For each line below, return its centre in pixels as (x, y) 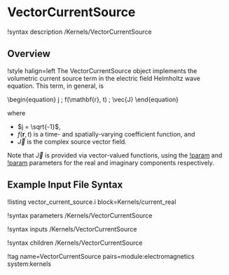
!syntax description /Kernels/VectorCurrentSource (79, 32)
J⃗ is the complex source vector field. (72, 141)
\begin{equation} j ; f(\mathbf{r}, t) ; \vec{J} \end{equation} (93, 99)
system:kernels (29, 264)
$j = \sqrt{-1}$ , (39, 127)
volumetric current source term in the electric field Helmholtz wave (104, 78)
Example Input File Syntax (65, 185)
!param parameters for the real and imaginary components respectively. (111, 162)
